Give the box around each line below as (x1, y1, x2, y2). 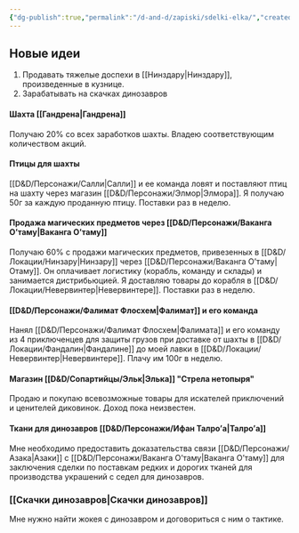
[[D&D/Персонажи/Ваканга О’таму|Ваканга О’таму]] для (70, 452, 285, 463)
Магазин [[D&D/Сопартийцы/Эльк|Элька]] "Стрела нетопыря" (9, 373, 255, 384)
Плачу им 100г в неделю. (127, 353, 223, 364)
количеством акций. (9, 138, 87, 149)
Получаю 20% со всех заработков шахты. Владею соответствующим (9, 128, 274, 139)
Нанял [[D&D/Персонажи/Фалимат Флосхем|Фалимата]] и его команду (9, 325, 280, 335)
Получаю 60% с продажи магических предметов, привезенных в (9, 246, 260, 258)
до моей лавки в (136, 343, 199, 354)
